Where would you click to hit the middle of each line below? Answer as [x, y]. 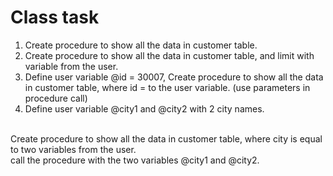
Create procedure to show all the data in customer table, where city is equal [166, 138]
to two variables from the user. [73, 149]
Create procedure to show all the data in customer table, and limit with [169, 55]
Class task [55, 17]
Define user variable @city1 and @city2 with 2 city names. [144, 108]
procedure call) [56, 98]
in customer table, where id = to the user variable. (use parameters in [167, 87]
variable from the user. [71, 66]
